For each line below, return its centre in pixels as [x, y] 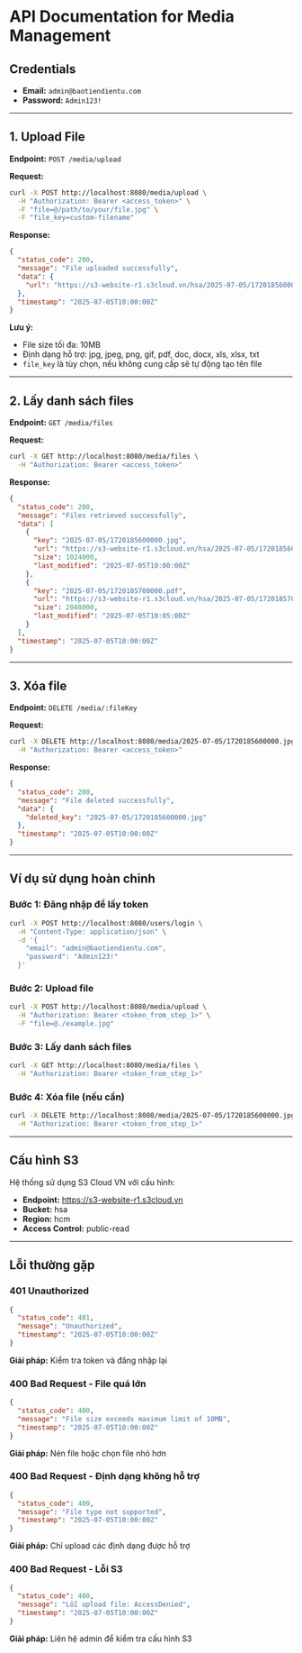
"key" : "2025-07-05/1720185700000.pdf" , [110, 591]
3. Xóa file [38, 685]
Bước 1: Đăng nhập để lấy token [79, 905]
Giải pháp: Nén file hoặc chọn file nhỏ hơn [88, 1453]
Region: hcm [46, 1219]
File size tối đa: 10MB [62, 345]
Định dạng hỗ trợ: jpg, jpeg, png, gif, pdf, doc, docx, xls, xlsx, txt [141, 354]
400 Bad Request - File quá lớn [78, 1384]
